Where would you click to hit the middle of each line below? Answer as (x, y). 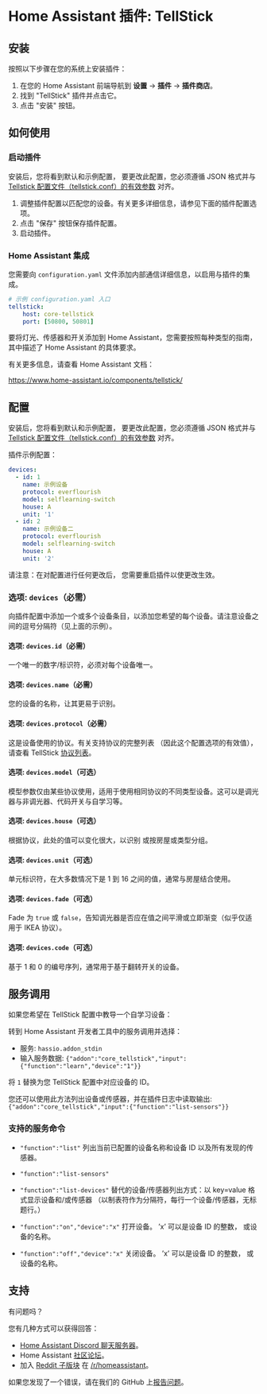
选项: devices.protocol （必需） (60, 723)
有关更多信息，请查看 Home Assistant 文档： (81, 364)
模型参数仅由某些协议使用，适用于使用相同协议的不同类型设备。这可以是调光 (133, 791)
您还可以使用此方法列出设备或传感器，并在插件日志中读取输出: (110, 1099)
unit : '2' (39, 558)
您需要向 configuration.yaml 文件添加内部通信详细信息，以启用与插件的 (126, 274)
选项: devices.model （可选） (54, 773)
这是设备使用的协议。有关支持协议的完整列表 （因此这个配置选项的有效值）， (133, 742)
